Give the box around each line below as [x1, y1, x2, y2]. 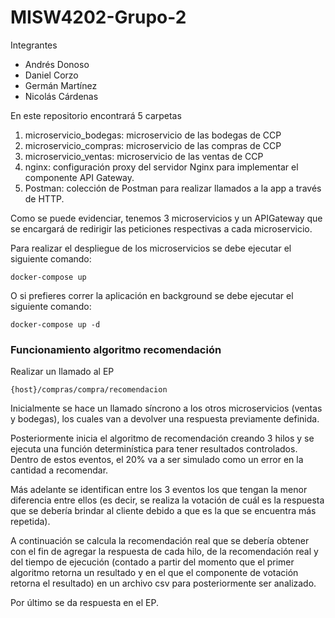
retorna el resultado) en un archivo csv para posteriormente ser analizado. [10, 577, 317, 590]
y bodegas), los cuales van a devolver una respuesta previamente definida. [10, 413, 320, 425]
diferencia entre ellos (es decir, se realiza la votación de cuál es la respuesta [10, 494, 325, 506]
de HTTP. [24, 192, 65, 205]
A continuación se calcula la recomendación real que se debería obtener [10, 535, 310, 547]
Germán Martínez [24, 79, 98, 91]
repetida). [10, 516, 51, 528]
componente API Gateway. [24, 171, 135, 183]
